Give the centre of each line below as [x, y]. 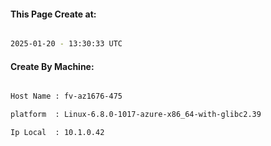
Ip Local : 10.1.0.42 [57, 133]
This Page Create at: [53, 14]
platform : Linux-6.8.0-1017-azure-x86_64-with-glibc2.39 [136, 115]
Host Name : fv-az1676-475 [66, 96]
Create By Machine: [52, 66]
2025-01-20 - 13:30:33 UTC [66, 44]
